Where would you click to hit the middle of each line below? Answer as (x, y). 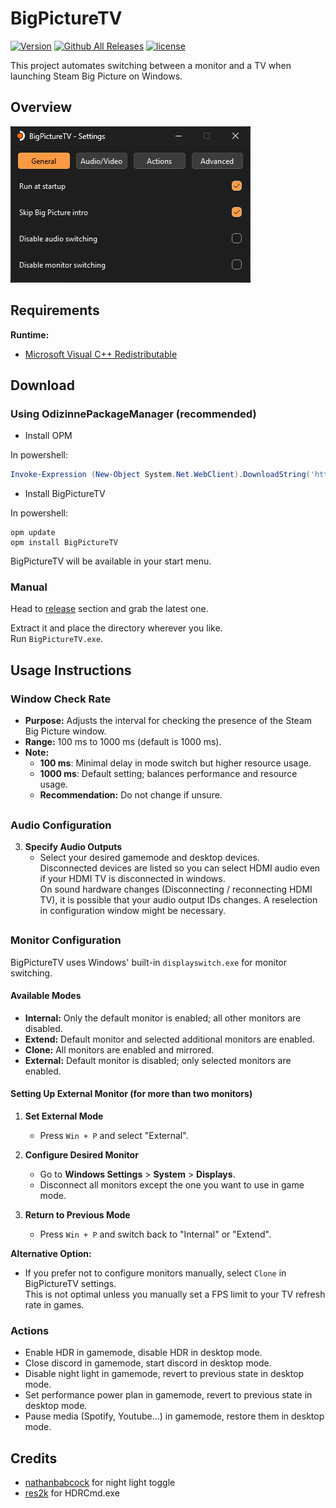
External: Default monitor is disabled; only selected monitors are (158, 1060)
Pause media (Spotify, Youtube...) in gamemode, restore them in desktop (174, 1416)
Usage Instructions (71, 670)
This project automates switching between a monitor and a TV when (151, 65)
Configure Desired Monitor (81, 1155)
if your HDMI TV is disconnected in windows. (132, 878)
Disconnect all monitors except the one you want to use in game (172, 1185)
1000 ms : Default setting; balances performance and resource (168, 774)
